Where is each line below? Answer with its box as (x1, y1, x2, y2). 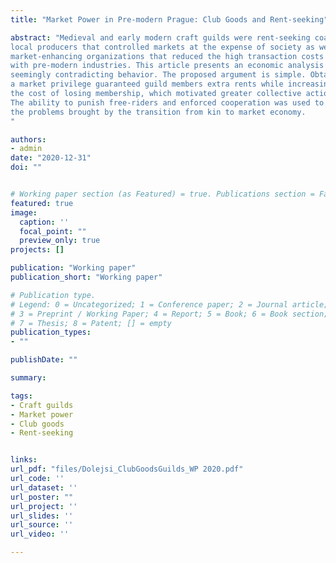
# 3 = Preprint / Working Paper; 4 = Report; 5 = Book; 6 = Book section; (10, 309, 329, 319)
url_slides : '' (10, 511, 74, 521)
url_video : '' (10, 529, 70, 540)
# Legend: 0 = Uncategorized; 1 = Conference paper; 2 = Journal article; (10, 299, 329, 310)
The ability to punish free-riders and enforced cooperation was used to (10, 97, 325, 108)
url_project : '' (10, 501, 78, 511)
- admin (10, 144, 43, 154)
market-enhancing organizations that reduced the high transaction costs (10, 51, 325, 61)
